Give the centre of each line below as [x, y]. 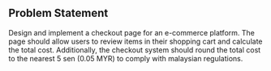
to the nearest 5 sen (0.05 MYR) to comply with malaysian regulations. [126, 58]
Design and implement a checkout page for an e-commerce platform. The [132, 32]
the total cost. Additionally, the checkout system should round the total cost [135, 50]
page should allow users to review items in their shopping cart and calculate [135, 41]
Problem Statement [58, 13]
